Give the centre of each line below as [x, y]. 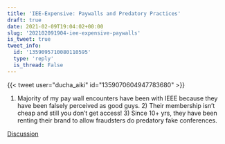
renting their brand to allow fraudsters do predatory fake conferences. [117, 120]
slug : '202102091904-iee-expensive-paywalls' [74, 33]
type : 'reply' [34, 59]
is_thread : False [38, 65]
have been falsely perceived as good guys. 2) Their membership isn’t [116, 105]
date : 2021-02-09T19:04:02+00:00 [55, 26]
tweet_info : [24, 46]
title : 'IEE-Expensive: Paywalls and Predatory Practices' [94, 13]
